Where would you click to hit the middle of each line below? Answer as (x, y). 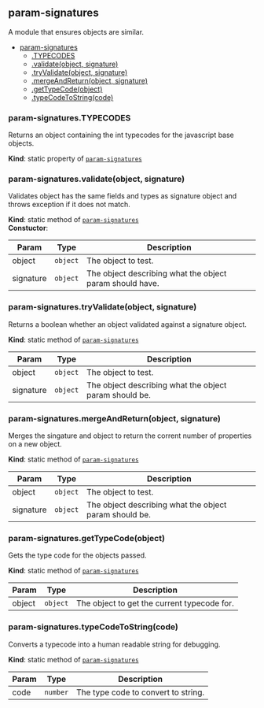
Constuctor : (28, 228)
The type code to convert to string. (140, 692)
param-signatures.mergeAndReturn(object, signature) (115, 418)
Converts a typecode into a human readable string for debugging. (114, 644)
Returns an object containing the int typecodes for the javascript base (121, 135)
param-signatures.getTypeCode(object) (86, 538)
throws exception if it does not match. (70, 205)
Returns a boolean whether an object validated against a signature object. (128, 324)
